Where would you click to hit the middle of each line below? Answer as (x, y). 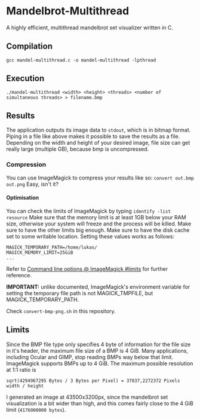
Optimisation (23, 198)
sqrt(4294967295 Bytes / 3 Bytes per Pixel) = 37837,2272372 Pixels (93, 381)
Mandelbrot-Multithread (68, 11)
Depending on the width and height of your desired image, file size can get (98, 143)
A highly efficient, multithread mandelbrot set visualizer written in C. (90, 27)
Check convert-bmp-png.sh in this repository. (61, 311)
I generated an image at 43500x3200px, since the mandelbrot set (87, 397)
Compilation (29, 46)
